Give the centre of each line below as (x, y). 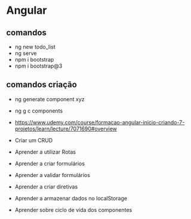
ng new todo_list (35, 47)
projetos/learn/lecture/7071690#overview (66, 129)
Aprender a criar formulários (50, 163)
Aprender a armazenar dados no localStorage (71, 198)
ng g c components (39, 111)
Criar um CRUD (34, 140)
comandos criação (42, 85)
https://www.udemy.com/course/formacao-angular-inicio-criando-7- (100, 122)
